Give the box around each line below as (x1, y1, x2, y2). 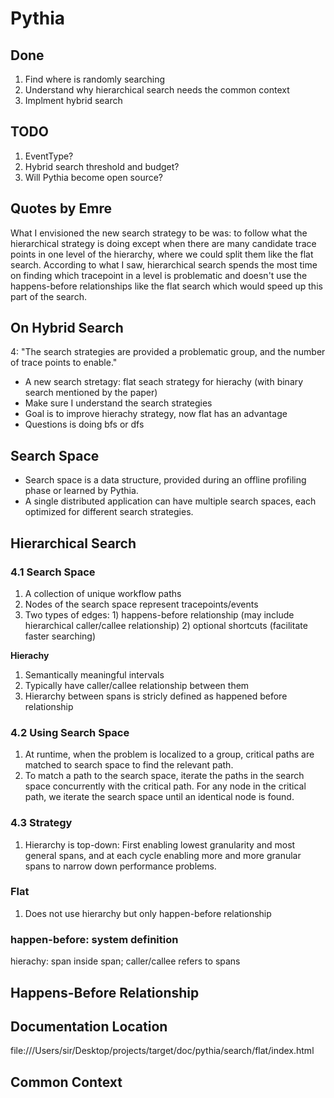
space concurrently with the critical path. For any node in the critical (24, 780, 307, 792)
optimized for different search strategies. (24, 506, 194, 518)
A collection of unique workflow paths (24, 587, 182, 599)
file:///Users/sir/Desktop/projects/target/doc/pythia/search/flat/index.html (10, 1045, 315, 1057)
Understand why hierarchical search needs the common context (24, 84, 290, 96)
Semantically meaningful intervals (24, 668, 165, 681)
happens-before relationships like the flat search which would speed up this (10, 280, 323, 292)
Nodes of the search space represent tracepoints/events (24, 598, 259, 610)
